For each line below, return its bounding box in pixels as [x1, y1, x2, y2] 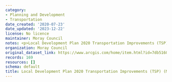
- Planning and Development [5, 12, 66, 17]
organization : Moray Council [5, 45, 68, 50]
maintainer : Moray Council [5, 36, 63, 41]
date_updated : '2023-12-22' [5, 26, 66, 32]
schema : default [5, 64, 40, 69]
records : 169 [5, 54, 33, 60]
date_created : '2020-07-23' [5, 21, 66, 27]
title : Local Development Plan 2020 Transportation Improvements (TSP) [5, 69, 161, 74]
